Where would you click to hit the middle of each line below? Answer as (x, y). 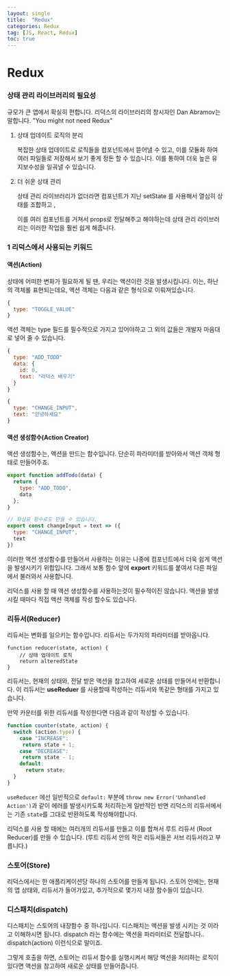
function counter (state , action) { (58, 726)
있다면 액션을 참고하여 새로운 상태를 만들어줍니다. (73, 966)
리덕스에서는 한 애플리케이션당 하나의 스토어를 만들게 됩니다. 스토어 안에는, (107, 881)
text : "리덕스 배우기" (47, 377)
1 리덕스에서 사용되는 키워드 (50, 247)
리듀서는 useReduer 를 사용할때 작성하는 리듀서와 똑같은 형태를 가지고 (117, 689)
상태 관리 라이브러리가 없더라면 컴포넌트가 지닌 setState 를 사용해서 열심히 (116, 195)
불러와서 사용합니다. (46, 576)
